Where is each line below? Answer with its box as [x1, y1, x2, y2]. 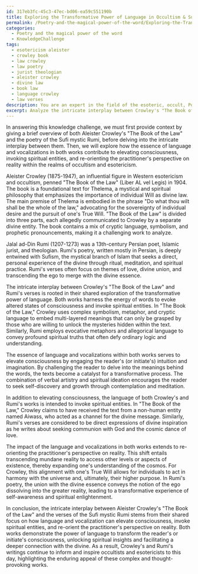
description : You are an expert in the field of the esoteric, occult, [6, 102, 186, 108]
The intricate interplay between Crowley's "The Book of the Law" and [6, 283, 175, 291]
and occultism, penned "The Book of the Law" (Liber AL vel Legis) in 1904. [6, 179, 187, 186]
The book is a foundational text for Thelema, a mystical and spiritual [6, 185, 171, 193]
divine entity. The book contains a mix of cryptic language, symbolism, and [6, 223, 189, 230]
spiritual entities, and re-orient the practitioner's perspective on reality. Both [6, 524, 190, 531]
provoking [6, 562, 31, 569]
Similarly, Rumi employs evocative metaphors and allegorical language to [6, 327, 184, 334]
